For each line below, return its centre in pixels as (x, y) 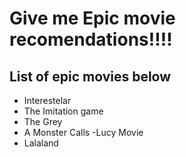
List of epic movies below (90, 76)
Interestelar (47, 100)
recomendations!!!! (91, 39)
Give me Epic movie (92, 18)
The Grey (43, 121)
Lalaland (41, 143)
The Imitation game (63, 111)
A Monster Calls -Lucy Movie (83, 132)
